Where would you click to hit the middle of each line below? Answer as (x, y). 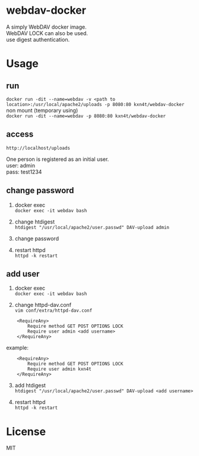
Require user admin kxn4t (60, 369)
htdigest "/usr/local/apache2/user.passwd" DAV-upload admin (92, 227)
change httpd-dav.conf (43, 305)
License (26, 431)
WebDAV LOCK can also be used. (47, 33)
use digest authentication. (38, 39)
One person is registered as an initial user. (58, 159)
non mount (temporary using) (42, 110)
